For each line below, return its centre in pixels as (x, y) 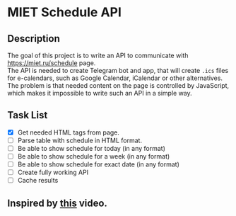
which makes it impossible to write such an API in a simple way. (100, 93)
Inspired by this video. (58, 203)
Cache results (38, 181)
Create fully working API (53, 172)
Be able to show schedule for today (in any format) (92, 148)
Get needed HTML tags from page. (69, 132)
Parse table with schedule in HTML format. (80, 140)
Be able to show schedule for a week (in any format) (94, 156)
